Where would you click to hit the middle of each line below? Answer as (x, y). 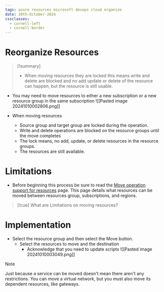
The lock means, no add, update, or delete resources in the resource (89, 141)
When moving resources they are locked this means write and (87, 76)
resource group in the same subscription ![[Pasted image (70, 101)
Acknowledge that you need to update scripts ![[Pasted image (89, 249)
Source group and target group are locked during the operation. (84, 125)
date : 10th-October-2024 (30, 14)
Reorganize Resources (52, 53)
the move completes (40, 136)
